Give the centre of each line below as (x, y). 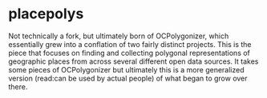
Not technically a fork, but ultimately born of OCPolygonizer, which (119, 36)
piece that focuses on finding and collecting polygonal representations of (129, 53)
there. (18, 86)
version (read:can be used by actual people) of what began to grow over (128, 78)
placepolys (46, 14)
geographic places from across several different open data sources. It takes (133, 61)
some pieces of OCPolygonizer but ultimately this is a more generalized (126, 69)
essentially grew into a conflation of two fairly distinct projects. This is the (130, 44)
